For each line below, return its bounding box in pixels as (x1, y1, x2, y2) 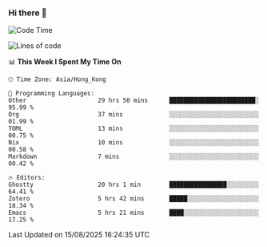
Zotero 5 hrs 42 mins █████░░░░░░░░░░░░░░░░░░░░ (8, 195, 260, 203)
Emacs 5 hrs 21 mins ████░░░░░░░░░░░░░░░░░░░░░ (8, 209, 260, 217)
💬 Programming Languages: (8, 90, 94, 98)
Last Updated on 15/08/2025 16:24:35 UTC (8, 230, 150, 240)
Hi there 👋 (8, 7, 48, 18)
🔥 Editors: (8, 174, 46, 182)
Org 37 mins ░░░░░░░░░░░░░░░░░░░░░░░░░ (8, 111, 260, 119)
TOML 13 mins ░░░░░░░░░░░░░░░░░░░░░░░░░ (8, 124, 260, 133)
